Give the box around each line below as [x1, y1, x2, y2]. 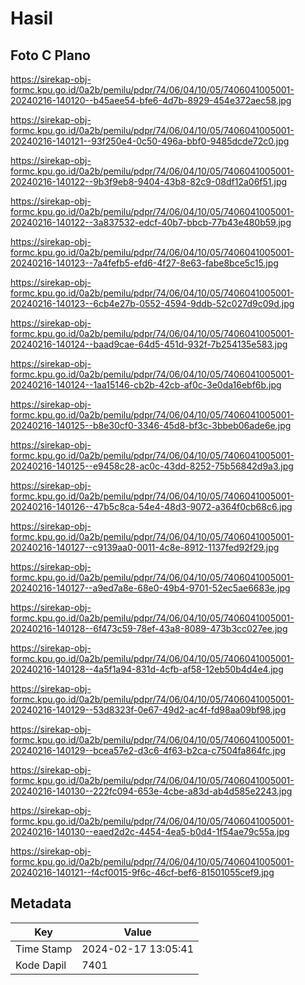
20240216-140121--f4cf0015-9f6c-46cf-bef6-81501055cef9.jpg [10, 867, 275, 878]
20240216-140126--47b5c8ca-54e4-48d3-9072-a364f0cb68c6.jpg [10, 501, 293, 512]
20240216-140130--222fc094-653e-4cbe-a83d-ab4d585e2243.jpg [10, 785, 293, 797]
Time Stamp [15, 942, 73, 956]
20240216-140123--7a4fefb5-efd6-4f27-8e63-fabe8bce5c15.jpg [10, 257, 279, 269]
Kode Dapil [15, 958, 67, 972]
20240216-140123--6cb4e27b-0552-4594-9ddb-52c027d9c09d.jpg [10, 298, 295, 309]
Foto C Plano [10, 47, 91, 64]
